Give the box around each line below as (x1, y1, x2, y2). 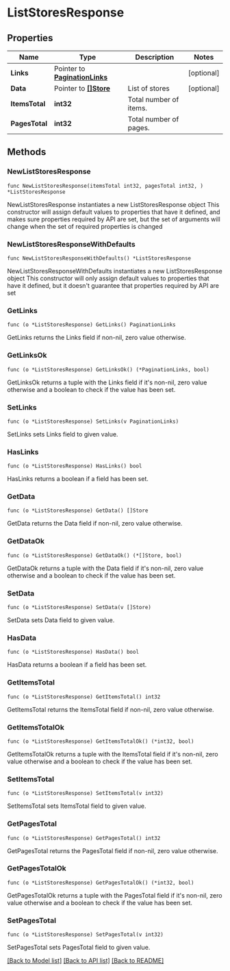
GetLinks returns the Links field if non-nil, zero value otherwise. (7, 334, 186, 342)
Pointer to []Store (53, 84, 111, 93)
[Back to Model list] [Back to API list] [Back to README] (7, 957, 164, 965)
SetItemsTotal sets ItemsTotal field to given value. (7, 802, 146, 810)
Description (135, 53, 175, 62)
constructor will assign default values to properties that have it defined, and (7, 208, 220, 216)
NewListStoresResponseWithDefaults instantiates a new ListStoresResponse (7, 267, 222, 275)
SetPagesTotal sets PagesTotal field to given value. (7, 944, 151, 952)
